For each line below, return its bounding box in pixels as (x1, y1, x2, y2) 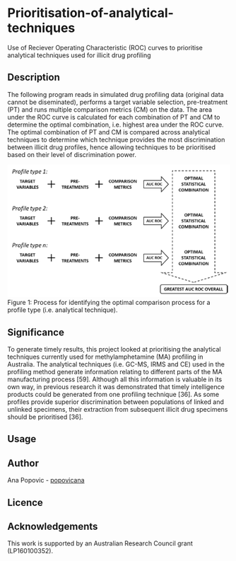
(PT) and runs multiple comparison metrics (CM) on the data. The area (7, 105, 213, 114)
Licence (7, 497, 44, 509)
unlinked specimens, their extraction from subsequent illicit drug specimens (7, 405, 228, 414)
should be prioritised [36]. (7, 412, 83, 422)
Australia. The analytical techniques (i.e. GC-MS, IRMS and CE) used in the (7, 360, 225, 369)
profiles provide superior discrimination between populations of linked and (7, 398, 225, 406)
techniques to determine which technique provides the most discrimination (7, 135, 225, 144)
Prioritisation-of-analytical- (7, 5, 175, 21)
